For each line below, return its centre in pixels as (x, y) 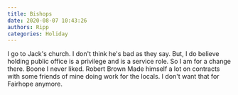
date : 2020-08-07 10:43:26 (47, 21)
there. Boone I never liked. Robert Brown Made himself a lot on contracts (114, 69)
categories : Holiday (38, 34)
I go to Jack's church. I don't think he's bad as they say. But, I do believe (113, 54)
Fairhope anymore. (35, 84)
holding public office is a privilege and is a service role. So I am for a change (119, 62)
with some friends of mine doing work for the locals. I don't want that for (113, 77)
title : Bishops (30, 14)
